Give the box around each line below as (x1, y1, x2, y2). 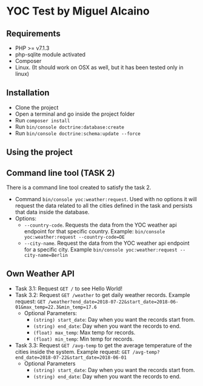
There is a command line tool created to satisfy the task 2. (6, 184, 151, 191)
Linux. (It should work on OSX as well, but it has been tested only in (15, 64, 184, 71)
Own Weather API (6, 268, 75, 279)
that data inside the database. (15, 208, 90, 216)
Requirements (6, 28, 61, 39)
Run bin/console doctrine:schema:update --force (15, 129, 141, 137)
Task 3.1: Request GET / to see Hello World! (15, 285, 123, 292)
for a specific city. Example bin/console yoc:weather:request (24, 246, 178, 253)
